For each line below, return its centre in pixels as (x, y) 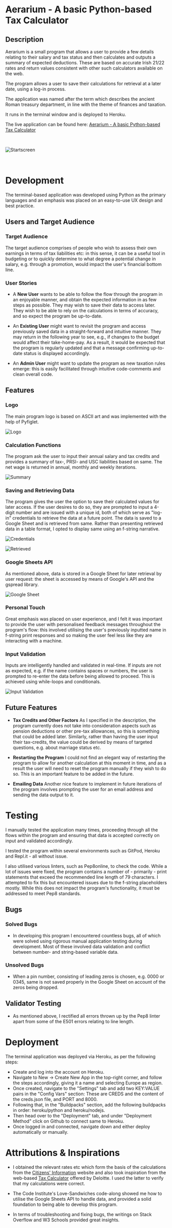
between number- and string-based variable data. (66, 952)
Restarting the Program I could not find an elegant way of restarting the (89, 757)
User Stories (21, 283)
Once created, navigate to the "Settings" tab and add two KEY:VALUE (86, 1088)
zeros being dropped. (36, 987)
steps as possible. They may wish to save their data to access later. (84, 305)
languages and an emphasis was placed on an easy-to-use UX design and (84, 200)
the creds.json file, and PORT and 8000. (55, 1099)
